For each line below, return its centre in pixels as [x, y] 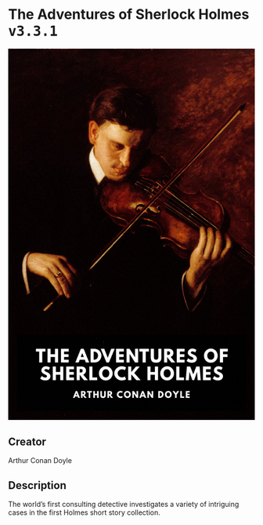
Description [37, 485]
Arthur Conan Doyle [40, 461]
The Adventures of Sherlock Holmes [129, 15]
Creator [27, 442]
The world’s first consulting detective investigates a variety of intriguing [124, 505]
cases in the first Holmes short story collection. [84, 512]
